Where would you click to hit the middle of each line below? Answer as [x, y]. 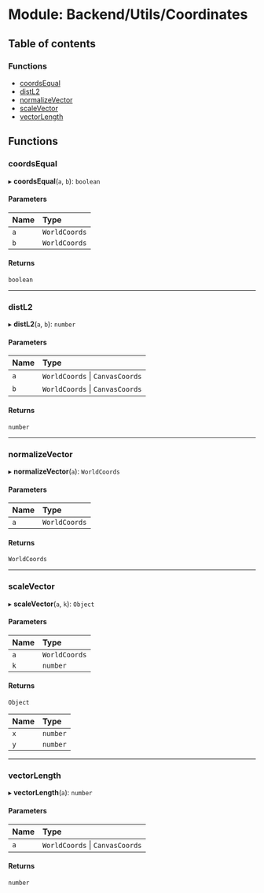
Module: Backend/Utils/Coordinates [128, 15]
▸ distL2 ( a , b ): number [42, 324]
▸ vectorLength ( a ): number [50, 793]
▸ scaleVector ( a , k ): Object [51, 604]
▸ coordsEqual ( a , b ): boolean [54, 181]
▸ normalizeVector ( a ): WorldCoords [64, 471]
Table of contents [52, 44]
